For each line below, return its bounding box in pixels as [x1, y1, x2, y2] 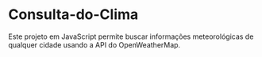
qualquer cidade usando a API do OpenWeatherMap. [8, 40, 181, 49]
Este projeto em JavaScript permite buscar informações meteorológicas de [8, 32, 254, 41]
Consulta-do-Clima [8, 6, 139, 24]
